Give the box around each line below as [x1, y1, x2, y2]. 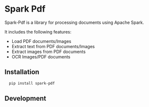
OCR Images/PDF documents [11, 53, 71, 59]
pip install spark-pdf [9, 81, 55, 86]
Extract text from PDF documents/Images [11, 43, 95, 49]
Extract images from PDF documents [11, 49, 86, 54]
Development [4, 94, 47, 103]
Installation [4, 68, 39, 76]
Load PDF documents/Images [11, 38, 72, 44]
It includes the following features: [4, 29, 72, 35]
